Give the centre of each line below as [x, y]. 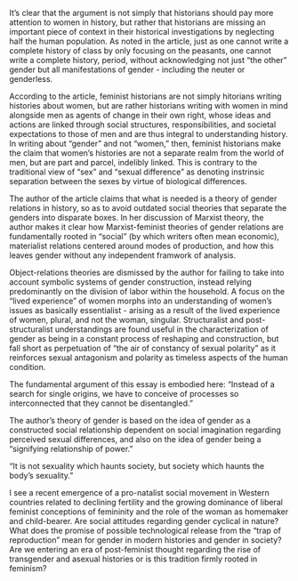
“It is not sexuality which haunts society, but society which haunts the [137, 466]
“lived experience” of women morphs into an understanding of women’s [141, 301]
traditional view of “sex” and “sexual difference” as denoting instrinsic [137, 172]
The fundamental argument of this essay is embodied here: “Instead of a [142, 384]
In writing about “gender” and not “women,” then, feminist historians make [145, 143]
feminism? [28, 568]
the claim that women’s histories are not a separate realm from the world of [147, 153]
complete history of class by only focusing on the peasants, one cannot [140, 51]
